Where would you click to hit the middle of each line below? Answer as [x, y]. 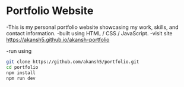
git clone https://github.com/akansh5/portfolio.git [73, 62]
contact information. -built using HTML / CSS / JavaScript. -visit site [90, 33]
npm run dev [21, 78]
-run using [19, 51]
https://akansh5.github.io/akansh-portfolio [58, 39]
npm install [21, 73]
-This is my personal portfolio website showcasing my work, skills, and [93, 27]
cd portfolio [22, 67]
